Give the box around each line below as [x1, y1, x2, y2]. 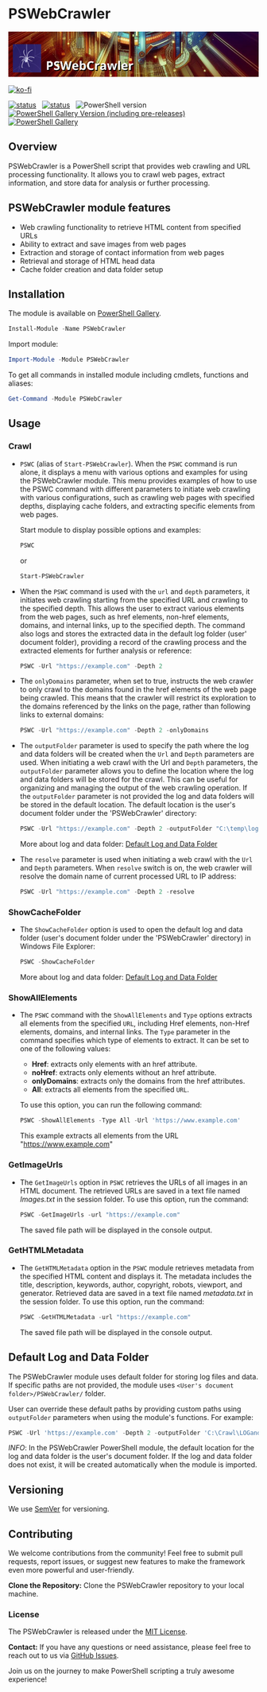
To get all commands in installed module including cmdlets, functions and [8, 371, 249, 380]
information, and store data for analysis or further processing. [8, 178, 211, 188]
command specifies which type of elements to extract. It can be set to [19, 1035, 250, 1046]
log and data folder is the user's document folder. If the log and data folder [8, 1452, 253, 1461]
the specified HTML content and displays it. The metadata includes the [19, 1271, 252, 1281]
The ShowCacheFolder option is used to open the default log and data [19, 925, 244, 934]
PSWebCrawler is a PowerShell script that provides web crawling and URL [8, 161, 251, 171]
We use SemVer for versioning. [8, 1504, 110, 1514]
